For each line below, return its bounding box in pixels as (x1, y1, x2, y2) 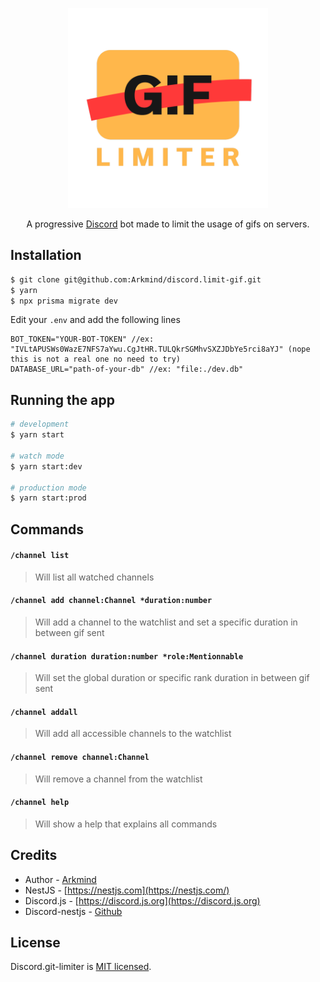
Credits (10, 847, 58, 864)
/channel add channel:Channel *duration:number (10, 596, 213, 606)
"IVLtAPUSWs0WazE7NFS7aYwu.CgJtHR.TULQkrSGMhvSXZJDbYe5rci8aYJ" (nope (10, 344, 311, 355)
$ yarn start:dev (10, 461, 83, 472)
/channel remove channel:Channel (10, 753, 150, 763)
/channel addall (10, 707, 78, 717)
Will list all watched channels (34, 571, 155, 583)
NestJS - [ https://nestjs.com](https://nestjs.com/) (24, 884, 230, 896)
